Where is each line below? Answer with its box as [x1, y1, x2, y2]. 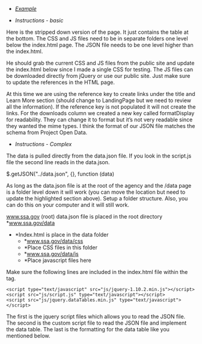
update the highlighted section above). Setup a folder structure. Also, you [6, 195, 188, 202]
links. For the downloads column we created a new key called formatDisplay [6, 110, 195, 116]
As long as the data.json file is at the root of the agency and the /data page [6, 182, 192, 189]
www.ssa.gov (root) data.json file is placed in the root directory [6, 213, 163, 220]
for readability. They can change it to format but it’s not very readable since [6, 116, 193, 123]
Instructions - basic [14, 17, 64, 24]
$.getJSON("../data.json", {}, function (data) [6, 170, 115, 177]
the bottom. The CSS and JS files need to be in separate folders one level [6, 35, 188, 42]
